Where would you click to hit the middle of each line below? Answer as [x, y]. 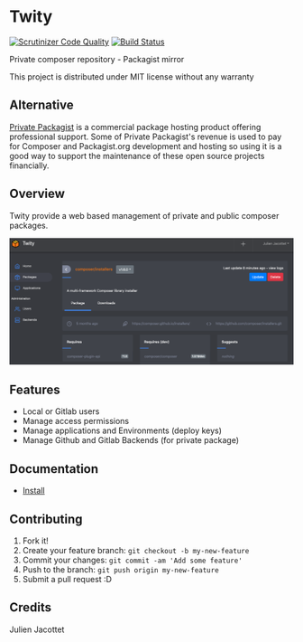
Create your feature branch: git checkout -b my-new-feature [136, 550]
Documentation [54, 469]
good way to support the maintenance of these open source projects [137, 156]
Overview [37, 194]
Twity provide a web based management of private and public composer [144, 215]
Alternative [41, 105]
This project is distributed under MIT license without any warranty [132, 76]
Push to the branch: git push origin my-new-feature [120, 569]
